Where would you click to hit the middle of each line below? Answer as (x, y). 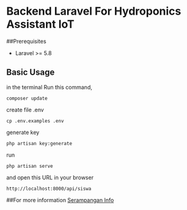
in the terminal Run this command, (50, 87)
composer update (27, 98)
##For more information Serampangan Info (60, 200)
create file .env (25, 110)
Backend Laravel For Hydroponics (94, 11)
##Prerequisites (27, 41)
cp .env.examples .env (35, 121)
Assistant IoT (40, 24)
